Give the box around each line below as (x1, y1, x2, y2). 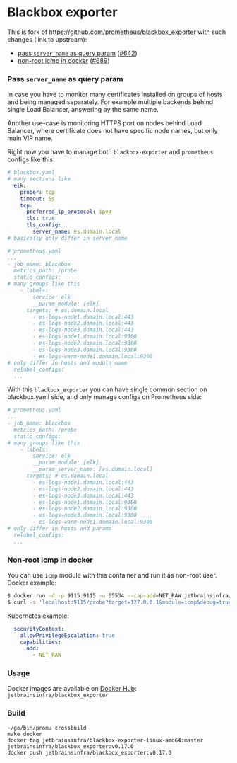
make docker (7, 730, 42, 738)
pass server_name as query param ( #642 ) (17, 49, 138, 57)
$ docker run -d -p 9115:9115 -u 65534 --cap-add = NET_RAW (7, 592, 181, 599)
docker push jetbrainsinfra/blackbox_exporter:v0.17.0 (7, 749, 172, 756)
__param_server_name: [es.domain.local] (32, 466, 153, 473)
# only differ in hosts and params (7, 525, 112, 532)
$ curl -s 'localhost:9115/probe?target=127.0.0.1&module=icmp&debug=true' (7, 599, 235, 606)
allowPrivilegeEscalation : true (20, 631, 115, 639)
